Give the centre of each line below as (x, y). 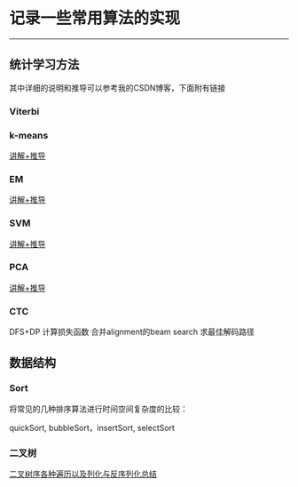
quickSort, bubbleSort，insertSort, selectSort (92, 427)
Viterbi (24, 111)
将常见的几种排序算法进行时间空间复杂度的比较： (98, 409)
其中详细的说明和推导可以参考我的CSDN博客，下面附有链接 (118, 88)
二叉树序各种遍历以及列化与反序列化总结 (83, 474)
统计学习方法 (44, 64)
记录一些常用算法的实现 (95, 18)
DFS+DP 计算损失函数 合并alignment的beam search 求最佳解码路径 (132, 332)
